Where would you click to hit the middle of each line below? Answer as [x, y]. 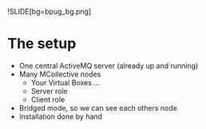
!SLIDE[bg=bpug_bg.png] [50, 12]
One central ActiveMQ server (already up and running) [109, 65]
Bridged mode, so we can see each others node [98, 107]
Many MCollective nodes [60, 74]
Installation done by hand [61, 116]
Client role [48, 100]
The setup [42, 44]
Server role [50, 91]
